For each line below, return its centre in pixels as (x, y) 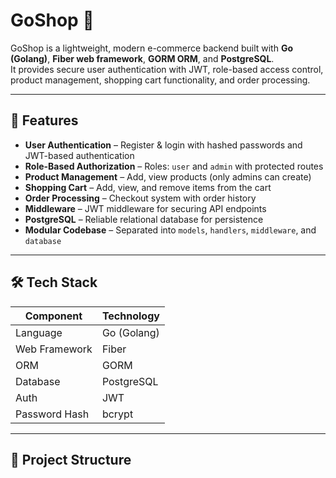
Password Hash (52, 414)
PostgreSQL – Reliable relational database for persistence (144, 219)
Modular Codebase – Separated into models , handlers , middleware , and (170, 230)
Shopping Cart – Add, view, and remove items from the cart (148, 187)
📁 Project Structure (71, 459)
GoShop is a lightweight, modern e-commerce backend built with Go (152, 48)
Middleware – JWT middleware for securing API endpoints (145, 208)
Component (53, 316)
